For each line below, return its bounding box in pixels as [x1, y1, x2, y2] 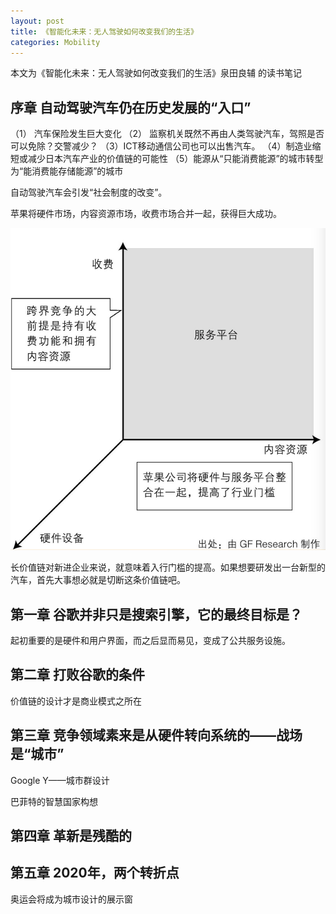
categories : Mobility [10, 37, 101, 47]
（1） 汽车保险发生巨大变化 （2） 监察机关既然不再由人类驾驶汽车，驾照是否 [10, 128, 325, 140]
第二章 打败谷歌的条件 [10, 666, 145, 684]
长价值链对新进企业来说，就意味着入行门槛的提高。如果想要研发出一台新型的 [10, 561, 326, 574]
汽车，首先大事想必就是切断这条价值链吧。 [10, 574, 186, 586]
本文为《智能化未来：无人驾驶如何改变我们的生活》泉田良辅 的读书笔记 [10, 67, 302, 79]
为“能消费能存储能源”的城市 [10, 165, 124, 177]
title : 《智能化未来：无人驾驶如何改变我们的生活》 [10, 26, 198, 37]
